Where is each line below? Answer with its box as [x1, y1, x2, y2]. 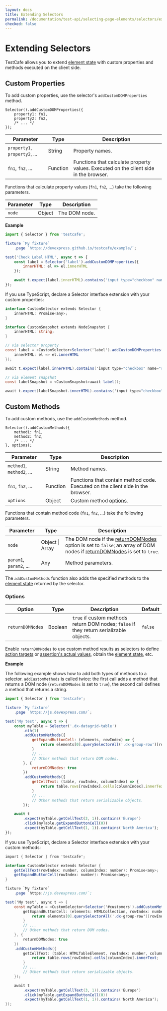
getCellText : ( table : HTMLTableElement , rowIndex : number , [23, 951, 148, 956]
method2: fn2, [14, 434, 43, 439]
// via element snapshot [5, 375, 57, 380]
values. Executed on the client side [73, 165, 155, 171]
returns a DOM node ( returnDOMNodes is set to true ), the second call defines [5, 681, 160, 687]
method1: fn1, [14, 429, 43, 435]
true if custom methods [72, 614, 128, 621]
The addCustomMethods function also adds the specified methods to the [5, 575, 149, 581]
